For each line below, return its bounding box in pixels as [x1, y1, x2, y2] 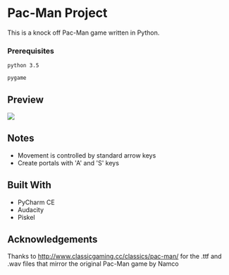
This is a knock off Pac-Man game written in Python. [7, 28, 160, 37]
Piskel [17, 213, 35, 221]
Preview [7, 93, 44, 105]
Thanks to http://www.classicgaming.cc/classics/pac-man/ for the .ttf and [7, 252, 222, 261]
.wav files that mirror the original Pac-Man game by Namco [7, 259, 179, 268]
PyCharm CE [17, 198, 55, 206]
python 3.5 [7, 62, 39, 69]
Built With [7, 179, 51, 192]
